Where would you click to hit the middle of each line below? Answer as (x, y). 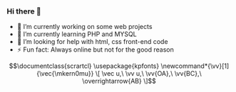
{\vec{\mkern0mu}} (65, 74)
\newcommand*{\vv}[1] (195, 66)
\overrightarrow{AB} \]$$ (119, 81)
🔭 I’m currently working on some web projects (84, 27)
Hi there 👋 (24, 11)
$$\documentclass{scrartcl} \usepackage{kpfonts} (84, 66)
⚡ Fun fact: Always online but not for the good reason (95, 50)
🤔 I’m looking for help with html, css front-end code (92, 42)
